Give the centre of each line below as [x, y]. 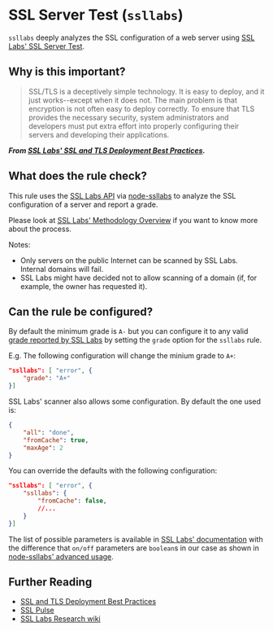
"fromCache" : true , [56, 440]
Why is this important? [67, 72]
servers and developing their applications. [99, 134]
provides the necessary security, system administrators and [128, 117]
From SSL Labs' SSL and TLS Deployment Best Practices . [107, 150]
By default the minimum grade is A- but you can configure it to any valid [128, 331]
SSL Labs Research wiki [60, 619]
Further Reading [50, 583]
